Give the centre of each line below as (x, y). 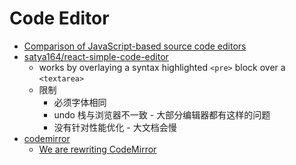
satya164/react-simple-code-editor (96, 56)
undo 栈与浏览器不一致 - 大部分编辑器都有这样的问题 (162, 114)
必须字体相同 (80, 102)
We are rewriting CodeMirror (97, 149)
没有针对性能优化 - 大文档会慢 (115, 127)
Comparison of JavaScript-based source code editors (135, 46)
